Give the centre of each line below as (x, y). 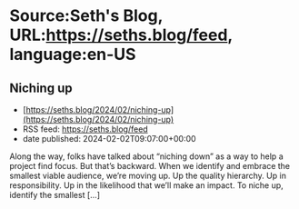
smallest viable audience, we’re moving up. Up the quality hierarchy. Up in (148, 175)
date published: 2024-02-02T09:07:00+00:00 (110, 139)
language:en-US (73, 55)
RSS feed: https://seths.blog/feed (85, 129)
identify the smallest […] (55, 195)
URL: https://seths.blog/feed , (121, 35)
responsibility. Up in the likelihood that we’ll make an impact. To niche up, (146, 185)
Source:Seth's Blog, (86, 16)
